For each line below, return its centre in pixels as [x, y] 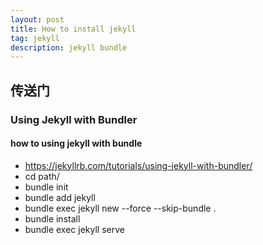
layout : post [37, 19]
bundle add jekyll [60, 197]
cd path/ [42, 176]
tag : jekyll [35, 38]
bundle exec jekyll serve [74, 229]
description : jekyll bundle [69, 47]
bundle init [46, 187]
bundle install [52, 218]
